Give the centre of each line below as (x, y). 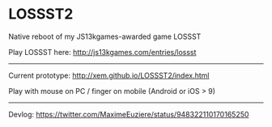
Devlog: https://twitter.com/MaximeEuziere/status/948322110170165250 (129, 114)
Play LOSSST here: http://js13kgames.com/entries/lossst (102, 52)
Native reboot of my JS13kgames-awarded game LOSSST (105, 36)
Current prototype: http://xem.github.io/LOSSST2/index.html (109, 75)
